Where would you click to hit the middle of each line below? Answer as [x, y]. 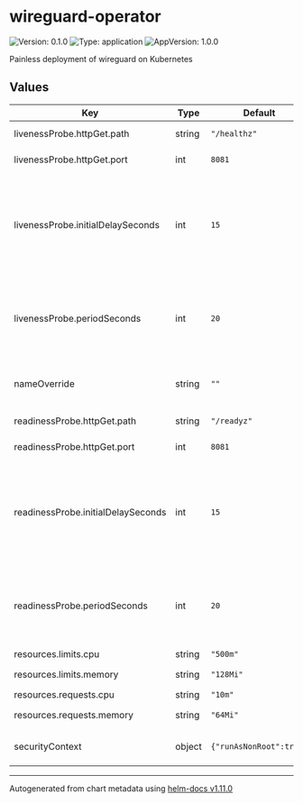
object [189, 746]
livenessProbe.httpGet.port [71, 160]
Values [29, 87]
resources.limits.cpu [57, 653]
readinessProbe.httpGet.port [74, 446]
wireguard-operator [85, 17]
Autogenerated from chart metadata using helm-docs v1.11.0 [121, 788]
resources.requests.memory [73, 715]
